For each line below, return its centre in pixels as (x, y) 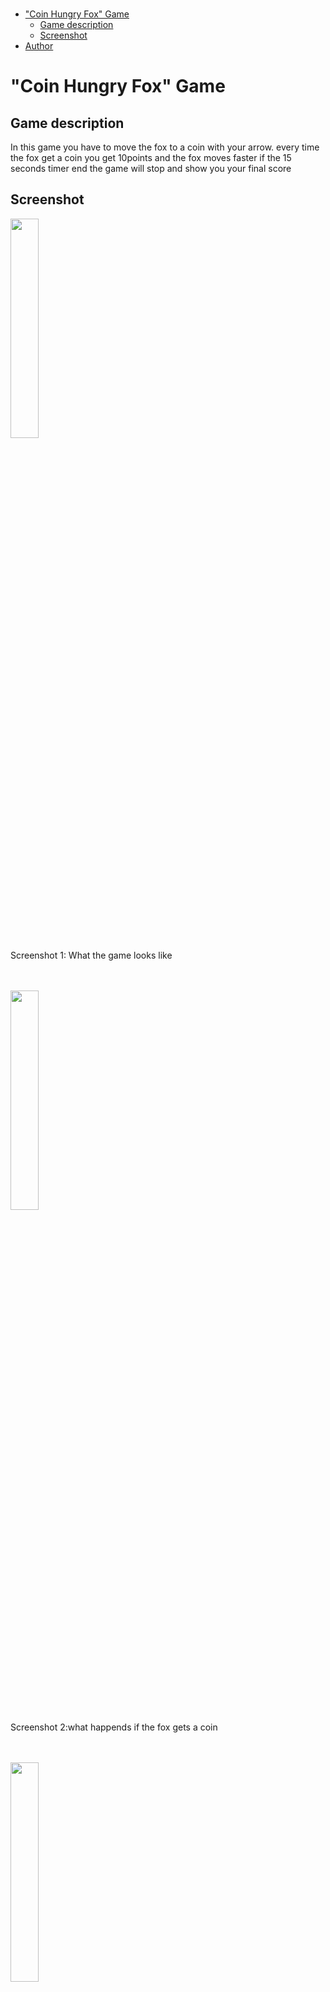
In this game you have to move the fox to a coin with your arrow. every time (165, 147)
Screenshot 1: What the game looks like (91, 955)
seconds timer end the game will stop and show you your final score (151, 168)
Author (39, 46)
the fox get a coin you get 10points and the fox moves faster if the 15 (151, 157)
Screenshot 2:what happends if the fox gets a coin (114, 1727)
